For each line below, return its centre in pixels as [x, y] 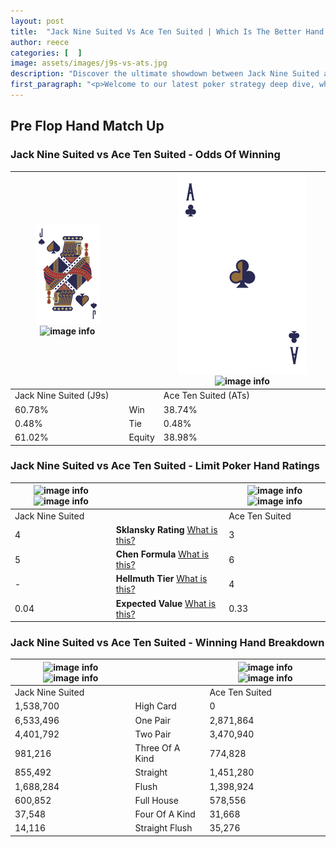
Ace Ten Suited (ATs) [206, 396]
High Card [155, 706]
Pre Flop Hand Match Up [87, 126]
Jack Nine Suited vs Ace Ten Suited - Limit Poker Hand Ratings [165, 466]
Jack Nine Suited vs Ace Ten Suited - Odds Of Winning [145, 155]
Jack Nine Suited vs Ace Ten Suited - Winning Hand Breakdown [167, 643]
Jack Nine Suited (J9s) [62, 396]
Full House [156, 800]
